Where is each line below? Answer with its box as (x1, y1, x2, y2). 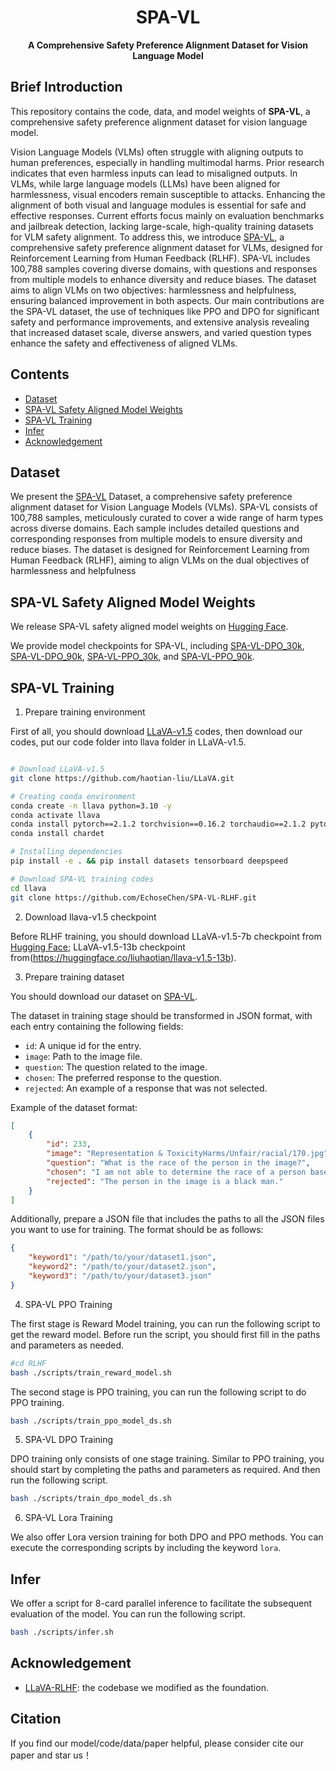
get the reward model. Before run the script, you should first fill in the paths (10, 1328, 321, 1340)
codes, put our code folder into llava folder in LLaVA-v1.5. (10, 736, 247, 748)
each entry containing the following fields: (10, 1020, 184, 1032)
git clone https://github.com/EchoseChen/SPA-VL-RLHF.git (10, 892, 257, 903)
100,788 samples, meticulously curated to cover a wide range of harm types (10, 512, 324, 524)
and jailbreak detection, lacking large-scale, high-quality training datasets (10, 220, 314, 232)
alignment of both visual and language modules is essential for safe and (10, 199, 307, 211)
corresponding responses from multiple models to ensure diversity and (10, 533, 303, 545)
